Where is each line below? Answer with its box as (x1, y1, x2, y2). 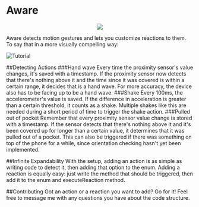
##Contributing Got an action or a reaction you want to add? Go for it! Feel (6, 188, 188, 195)
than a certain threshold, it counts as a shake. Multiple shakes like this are (6, 102, 187, 109)
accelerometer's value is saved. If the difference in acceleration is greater (6, 95, 187, 102)
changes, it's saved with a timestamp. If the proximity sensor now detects (6, 70, 187, 77)
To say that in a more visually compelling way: (6, 40, 119, 48)
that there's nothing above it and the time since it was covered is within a (6, 76, 185, 83)
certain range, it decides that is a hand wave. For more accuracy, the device (6, 83, 192, 90)
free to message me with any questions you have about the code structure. (6, 194, 190, 201)
